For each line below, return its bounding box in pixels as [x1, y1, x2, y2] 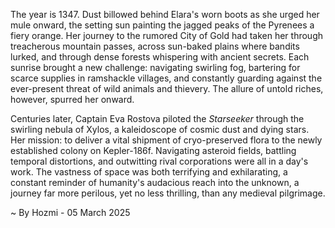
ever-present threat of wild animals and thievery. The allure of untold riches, [10, 83, 324, 94]
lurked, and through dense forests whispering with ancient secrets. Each [10, 51, 310, 63]
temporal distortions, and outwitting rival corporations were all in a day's [10, 155, 309, 167]
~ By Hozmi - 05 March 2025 [10, 207, 131, 218]
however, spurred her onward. [10, 94, 135, 105]
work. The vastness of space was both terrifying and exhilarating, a [10, 166, 288, 178]
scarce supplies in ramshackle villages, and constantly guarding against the [10, 72, 323, 84]
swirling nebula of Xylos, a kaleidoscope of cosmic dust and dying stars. [10, 124, 310, 135]
